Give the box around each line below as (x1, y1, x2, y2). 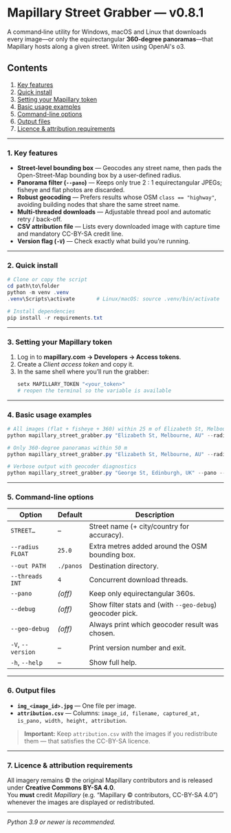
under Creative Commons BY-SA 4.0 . (7, 783, 115, 792)
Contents (7, 62, 48, 74)
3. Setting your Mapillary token (7, 337, 112, 347)
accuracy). (89, 531, 124, 540)
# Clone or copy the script (7, 276, 88, 283)
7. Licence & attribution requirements (7, 760, 133, 770)
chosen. (89, 628, 115, 638)
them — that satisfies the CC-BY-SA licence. (23, 737, 151, 745)
